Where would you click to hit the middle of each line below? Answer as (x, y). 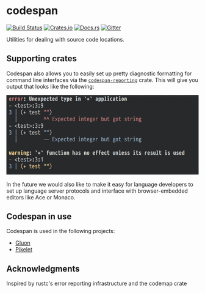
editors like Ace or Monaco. (41, 197)
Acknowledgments (43, 269)
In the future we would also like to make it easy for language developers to (100, 184)
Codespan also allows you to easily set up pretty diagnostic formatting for (99, 73)
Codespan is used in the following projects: (61, 231)
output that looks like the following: (50, 86)
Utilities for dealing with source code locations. (66, 39)
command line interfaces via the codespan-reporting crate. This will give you (102, 80)
